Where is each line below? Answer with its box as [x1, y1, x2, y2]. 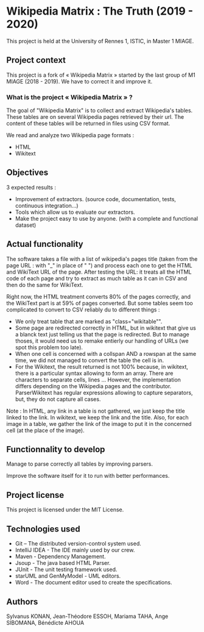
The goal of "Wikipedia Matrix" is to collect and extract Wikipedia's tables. [6, 107, 193, 114]
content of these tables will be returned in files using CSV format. [6, 120, 171, 127]
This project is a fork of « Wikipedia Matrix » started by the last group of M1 [6, 71, 196, 79]
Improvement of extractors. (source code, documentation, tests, [15, 195, 177, 202]
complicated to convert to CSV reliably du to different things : [6, 306, 160, 313]
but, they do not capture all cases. [15, 395, 101, 403]
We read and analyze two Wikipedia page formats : [6, 132, 135, 139]
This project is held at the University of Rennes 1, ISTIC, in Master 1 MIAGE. [6, 37, 194, 44]
